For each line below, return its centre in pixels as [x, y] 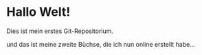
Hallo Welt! [38, 12]
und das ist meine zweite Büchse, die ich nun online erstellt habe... [101, 44]
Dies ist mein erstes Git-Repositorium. [60, 31]
